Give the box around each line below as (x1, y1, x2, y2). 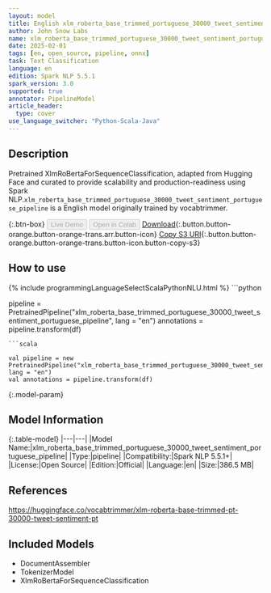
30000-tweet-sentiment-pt (8, 514, 98, 523)
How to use (8, 261, 66, 275)
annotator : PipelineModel (8, 95, 95, 103)
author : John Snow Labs (8, 27, 89, 35)
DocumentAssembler (19, 558, 91, 568)
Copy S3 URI (158, 229, 202, 239)
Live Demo (51, 220, 83, 229)
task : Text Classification (8, 57, 99, 66)
